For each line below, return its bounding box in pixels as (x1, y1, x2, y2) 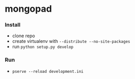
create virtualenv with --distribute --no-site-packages (12, 38, 130, 44)
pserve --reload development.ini (12, 69, 84, 74)
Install (5, 21, 21, 29)
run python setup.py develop (12, 44, 74, 50)
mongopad (5, 3, 52, 15)
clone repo (12, 33, 35, 39)
